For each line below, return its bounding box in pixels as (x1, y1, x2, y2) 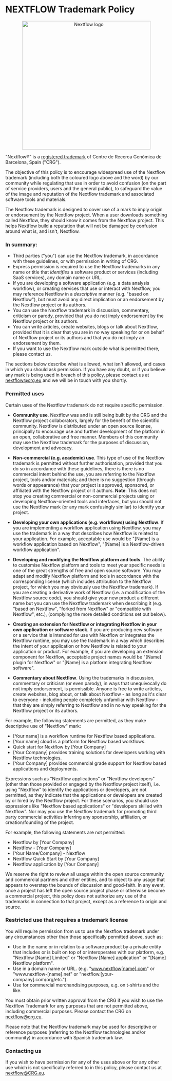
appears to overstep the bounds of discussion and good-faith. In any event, (5, 882, 165, 888)
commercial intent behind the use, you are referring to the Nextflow (12, 471, 156, 477)
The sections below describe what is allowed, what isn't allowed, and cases (5, 361, 165, 367)
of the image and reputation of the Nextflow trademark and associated (5, 191, 155, 197)
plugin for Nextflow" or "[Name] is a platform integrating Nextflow (12, 659, 152, 665)
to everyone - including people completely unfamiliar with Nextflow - (12, 697, 158, 703)
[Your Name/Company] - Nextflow (12, 850, 86, 856)
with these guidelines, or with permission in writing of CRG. (12, 258, 139, 264)
